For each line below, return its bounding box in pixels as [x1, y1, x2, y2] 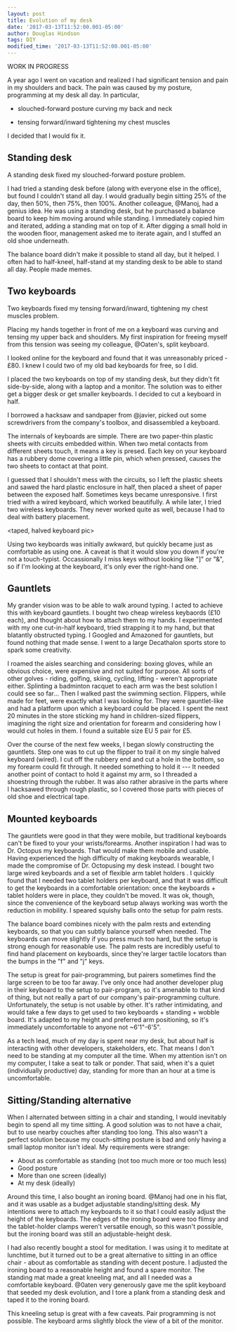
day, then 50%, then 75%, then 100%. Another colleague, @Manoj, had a [7, 199, 219, 207]
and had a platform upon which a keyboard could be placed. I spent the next [7, 704, 228, 713]
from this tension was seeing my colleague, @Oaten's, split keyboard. [7, 340, 209, 348]
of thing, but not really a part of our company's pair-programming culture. [7, 993, 221, 1002]
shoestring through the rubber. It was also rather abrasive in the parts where [7, 778, 228, 786]
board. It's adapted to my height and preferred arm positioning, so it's [7, 1016, 209, 1024]
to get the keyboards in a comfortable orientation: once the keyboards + [7, 884, 216, 892]
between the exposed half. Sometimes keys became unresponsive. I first [7, 490, 218, 499]
